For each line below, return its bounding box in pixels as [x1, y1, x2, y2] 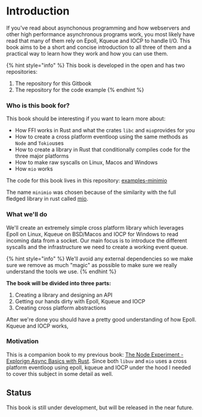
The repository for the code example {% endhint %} [14, 86, 145, 93]
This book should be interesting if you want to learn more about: [6, 115, 166, 122]
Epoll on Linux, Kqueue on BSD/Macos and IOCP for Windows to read [6, 230, 179, 238]
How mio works [14, 165, 53, 173]
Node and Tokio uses [14, 140, 65, 147]
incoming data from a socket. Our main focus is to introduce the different [6, 237, 188, 244]
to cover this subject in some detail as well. [6, 370, 113, 377]
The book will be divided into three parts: [6, 279, 112, 286]
